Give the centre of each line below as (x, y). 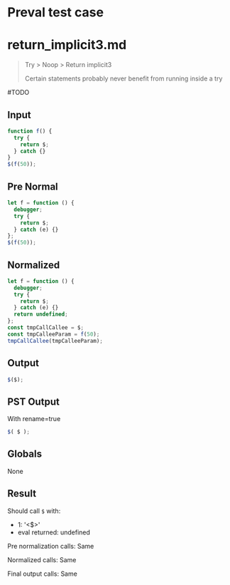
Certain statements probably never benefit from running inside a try (124, 78)
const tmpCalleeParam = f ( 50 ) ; (54, 334)
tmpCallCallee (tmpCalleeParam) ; (55, 341)
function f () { (30, 131)
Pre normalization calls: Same (51, 546)
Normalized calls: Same (42, 559)
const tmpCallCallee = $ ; (45, 328)
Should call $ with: (34, 511)
